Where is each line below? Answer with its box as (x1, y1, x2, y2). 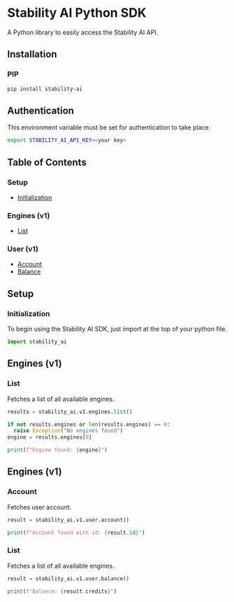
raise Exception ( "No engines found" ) (13, 427, 124, 435)
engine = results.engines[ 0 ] (7, 434, 92, 441)
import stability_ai (7, 338, 68, 346)
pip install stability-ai (7, 85, 82, 93)
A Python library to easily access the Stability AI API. (7, 28, 159, 36)
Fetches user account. (7, 502, 72, 511)
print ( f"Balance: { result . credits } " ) (7, 587, 117, 595)
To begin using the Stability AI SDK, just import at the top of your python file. (7, 324, 227, 334)
